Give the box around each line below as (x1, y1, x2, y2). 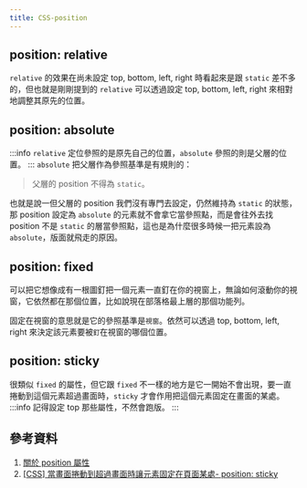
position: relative (9, 47, 108, 63)
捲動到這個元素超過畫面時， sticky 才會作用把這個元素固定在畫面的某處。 (9, 389, 285, 401)
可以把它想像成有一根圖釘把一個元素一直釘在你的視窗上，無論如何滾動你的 (9, 285, 290, 296)
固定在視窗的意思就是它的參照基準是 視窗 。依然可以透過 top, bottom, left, (9, 316, 281, 327)
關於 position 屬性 (22, 457, 90, 468)
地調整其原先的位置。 (9, 95, 90, 106)
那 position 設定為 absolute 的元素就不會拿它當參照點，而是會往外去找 (9, 209, 274, 220)
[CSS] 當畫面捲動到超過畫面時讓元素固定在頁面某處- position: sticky (22, 468, 279, 479)
